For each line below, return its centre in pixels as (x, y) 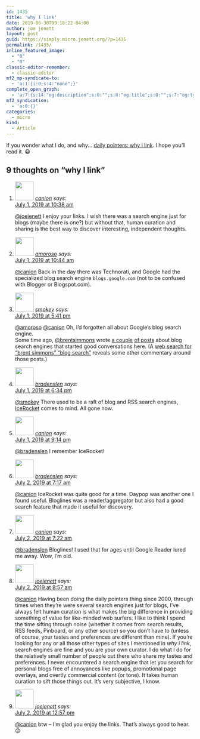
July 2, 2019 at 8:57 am (43, 587)
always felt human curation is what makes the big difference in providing (104, 611)
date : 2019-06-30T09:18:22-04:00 (48, 23)
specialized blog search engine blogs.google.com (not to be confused (100, 278)
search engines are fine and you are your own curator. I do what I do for (103, 649)
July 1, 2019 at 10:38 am (44, 204)
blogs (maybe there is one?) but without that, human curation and (95, 222)
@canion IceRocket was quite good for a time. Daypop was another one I (104, 494)
